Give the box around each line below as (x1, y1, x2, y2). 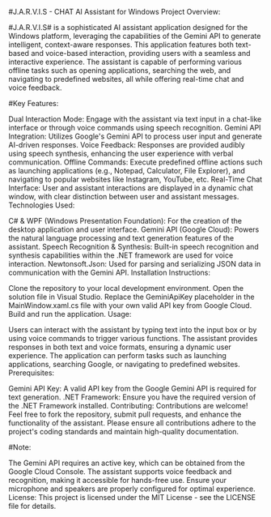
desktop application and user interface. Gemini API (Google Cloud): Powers (8, 224, 260, 234)
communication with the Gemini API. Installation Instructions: (8, 267, 210, 277)
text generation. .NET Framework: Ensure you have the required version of (8, 392, 256, 402)
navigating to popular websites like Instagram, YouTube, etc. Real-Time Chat (8, 174, 263, 184)
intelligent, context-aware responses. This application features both (8, 40, 235, 49)
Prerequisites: (8, 368, 55, 378)
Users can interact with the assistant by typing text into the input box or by (8, 325, 257, 335)
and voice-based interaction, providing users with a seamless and (31, 49, 251, 58)
